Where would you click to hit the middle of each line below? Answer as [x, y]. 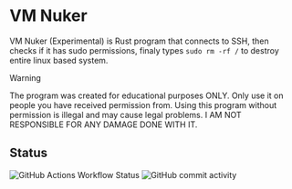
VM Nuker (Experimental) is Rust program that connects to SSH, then [139, 41]
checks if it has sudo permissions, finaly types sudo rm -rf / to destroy [145, 50]
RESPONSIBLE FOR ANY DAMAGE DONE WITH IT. [104, 124]
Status [29, 153]
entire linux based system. [59, 60]
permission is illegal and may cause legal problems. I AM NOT [125, 114]
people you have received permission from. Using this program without [143, 104]
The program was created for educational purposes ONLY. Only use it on [146, 95]
